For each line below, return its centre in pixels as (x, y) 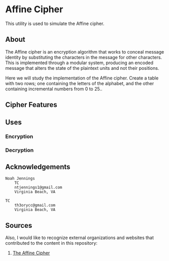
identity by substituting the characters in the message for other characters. (84, 57)
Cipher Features (31, 105)
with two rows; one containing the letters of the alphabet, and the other (80, 83)
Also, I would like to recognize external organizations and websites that (79, 238)
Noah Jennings (20, 179)
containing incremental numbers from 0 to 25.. (54, 89)
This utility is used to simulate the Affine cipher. (55, 23)
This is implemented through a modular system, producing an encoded (79, 63)
